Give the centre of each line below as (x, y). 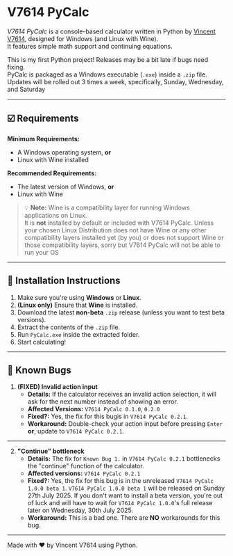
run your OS (41, 252)
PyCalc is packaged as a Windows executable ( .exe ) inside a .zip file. (107, 74)
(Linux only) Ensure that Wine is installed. (77, 305)
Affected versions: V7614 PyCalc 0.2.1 (84, 473)
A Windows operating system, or (64, 152)
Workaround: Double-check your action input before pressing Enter (125, 424)
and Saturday (26, 89)
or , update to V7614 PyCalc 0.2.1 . (76, 431)
